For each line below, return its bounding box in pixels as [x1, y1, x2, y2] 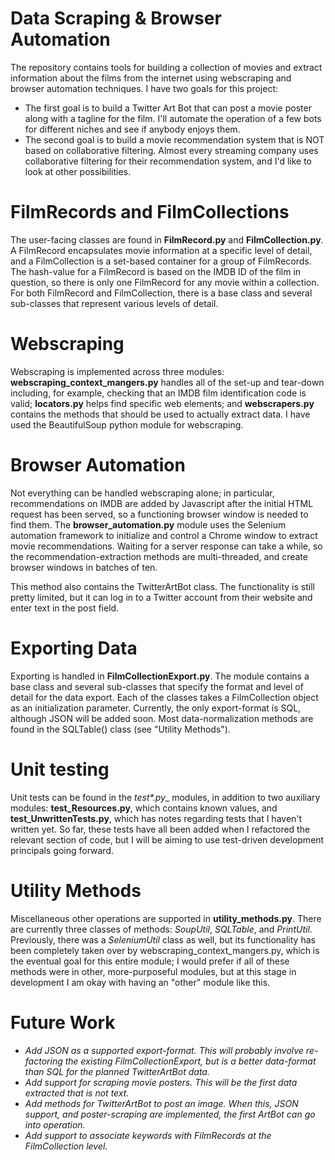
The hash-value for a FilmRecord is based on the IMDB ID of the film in [10, 265, 302, 277]
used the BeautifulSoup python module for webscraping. [10, 418, 244, 431]
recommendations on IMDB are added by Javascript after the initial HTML [10, 497, 314, 509]
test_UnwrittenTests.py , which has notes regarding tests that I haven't [10, 812, 303, 824]
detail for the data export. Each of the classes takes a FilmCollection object [10, 691, 319, 703]
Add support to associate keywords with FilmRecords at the [24, 1129, 272, 1141]
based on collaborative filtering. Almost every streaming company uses [24, 144, 319, 156]
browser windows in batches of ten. [10, 561, 158, 573]
